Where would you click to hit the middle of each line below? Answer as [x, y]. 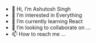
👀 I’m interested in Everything [47, 15]
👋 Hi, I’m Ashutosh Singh [41, 9]
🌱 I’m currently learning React [47, 21]
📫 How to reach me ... [38, 34]
